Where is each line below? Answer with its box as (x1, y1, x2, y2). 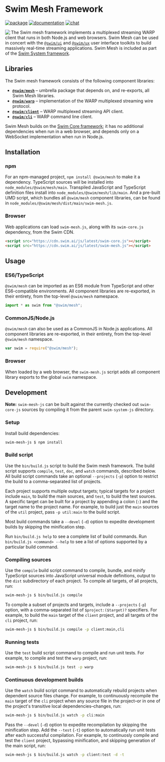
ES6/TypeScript (5, 272, 44, 279)
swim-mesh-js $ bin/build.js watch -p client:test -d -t (5, 752, 125, 758)
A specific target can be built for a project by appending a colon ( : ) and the (5, 498, 158, 504)
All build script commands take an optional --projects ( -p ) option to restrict (5, 473, 159, 479)
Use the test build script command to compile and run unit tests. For (5, 650, 144, 656)
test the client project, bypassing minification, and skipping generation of (5, 737, 156, 744)
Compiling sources (5, 556, 52, 563)
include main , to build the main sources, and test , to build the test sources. (5, 493, 157, 499)
